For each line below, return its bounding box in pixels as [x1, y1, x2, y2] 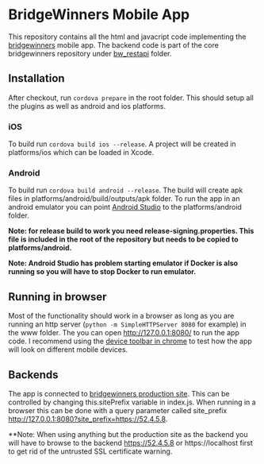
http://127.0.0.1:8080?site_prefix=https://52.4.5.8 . [8, 414, 168, 423]
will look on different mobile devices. [8, 345, 128, 354]
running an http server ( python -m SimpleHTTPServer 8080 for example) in [8, 319, 247, 329]
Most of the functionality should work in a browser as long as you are [8, 311, 235, 321]
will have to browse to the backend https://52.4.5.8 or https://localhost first [8, 438, 254, 447]
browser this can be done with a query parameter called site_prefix [8, 405, 228, 415]
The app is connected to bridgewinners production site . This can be [8, 389, 230, 398]
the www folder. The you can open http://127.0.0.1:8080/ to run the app [8, 328, 239, 338]
